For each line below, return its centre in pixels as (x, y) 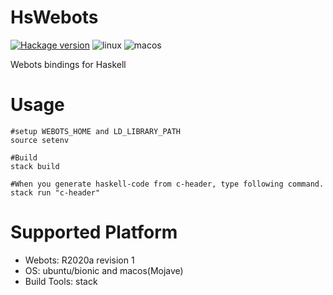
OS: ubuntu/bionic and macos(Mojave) (104, 270)
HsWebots (54, 17)
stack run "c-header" (55, 192)
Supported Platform (94, 232)
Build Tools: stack (61, 281)
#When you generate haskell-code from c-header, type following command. (167, 184)
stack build (35, 166)
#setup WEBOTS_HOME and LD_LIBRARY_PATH (96, 131)
